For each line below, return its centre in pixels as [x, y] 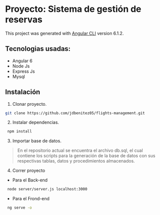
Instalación [23, 92]
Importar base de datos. [37, 141]
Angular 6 [22, 61]
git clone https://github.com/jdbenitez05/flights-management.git [75, 113]
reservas [24, 20]
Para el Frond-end [31, 199]
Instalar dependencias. [36, 123]
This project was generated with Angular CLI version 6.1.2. [64, 33]
